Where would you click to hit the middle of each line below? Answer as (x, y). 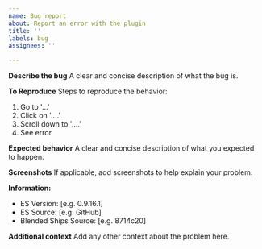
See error (36, 133)
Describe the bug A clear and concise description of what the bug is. (123, 76)
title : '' (25, 31)
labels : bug (28, 38)
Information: (30, 188)
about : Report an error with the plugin (77, 23)
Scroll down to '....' (51, 124)
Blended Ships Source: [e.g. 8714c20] (83, 221)
